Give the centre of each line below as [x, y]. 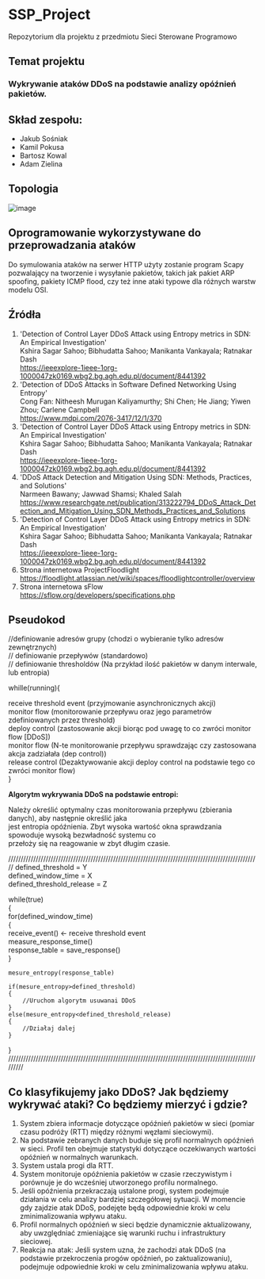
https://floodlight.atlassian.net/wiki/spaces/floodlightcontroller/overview [137, 578]
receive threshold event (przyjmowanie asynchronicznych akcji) [112, 703]
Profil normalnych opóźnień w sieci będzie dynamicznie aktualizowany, [135, 1225]
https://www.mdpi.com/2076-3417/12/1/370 [91, 418]
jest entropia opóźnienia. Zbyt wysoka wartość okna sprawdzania [115, 827]
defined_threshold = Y [51, 867]
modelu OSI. [28, 289]
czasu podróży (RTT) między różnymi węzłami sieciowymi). [117, 1132]
